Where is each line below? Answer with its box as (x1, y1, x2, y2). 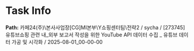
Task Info (5, 4, 51, 17)
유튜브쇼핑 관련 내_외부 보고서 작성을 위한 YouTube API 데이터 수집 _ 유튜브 (5, 31, 178, 38)
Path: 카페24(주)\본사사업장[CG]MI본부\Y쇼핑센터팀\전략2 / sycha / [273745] (5, 24, 185, 31)
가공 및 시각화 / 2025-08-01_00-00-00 (11, 38, 103, 45)
